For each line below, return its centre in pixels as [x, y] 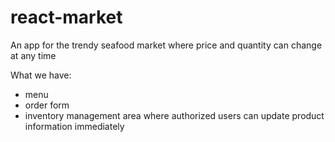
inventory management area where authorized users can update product [174, 115]
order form [47, 105]
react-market [66, 17]
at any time [33, 55]
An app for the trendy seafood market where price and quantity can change [166, 45]
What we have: [41, 75]
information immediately [74, 126]
